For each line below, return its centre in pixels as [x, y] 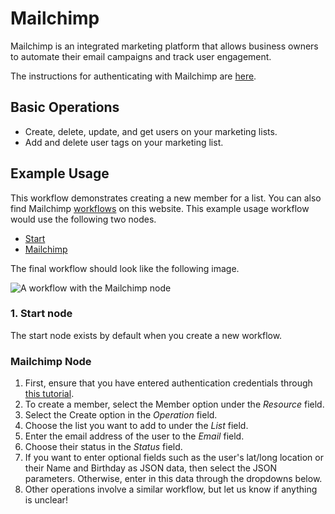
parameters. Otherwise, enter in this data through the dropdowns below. [173, 479]
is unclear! [46, 500]
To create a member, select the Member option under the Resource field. [174, 404]
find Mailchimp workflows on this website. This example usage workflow [160, 208]
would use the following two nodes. [83, 219]
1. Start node [41, 314]
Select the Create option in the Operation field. [121, 415]
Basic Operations [65, 107]
